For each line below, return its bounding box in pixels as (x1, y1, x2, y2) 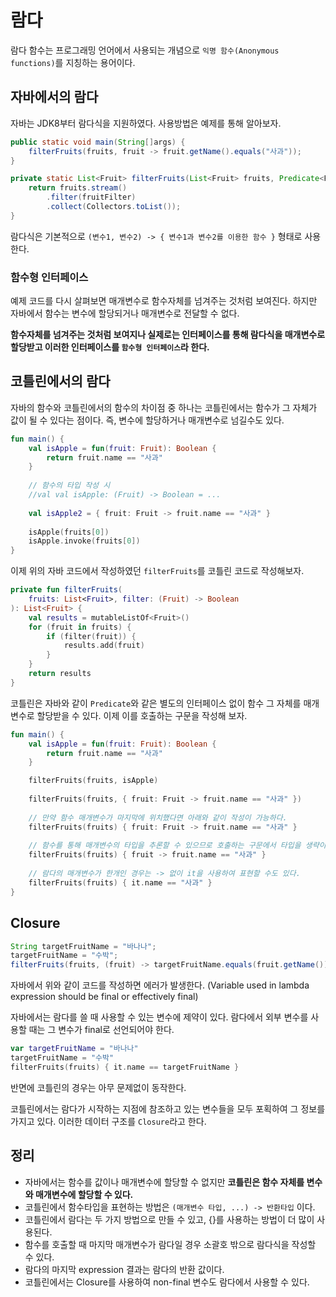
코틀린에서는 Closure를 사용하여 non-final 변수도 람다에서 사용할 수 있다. (24, 1276, 310, 1288)
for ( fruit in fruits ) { (28, 622, 132, 632)
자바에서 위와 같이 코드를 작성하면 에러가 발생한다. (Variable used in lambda (10, 979, 310, 991)
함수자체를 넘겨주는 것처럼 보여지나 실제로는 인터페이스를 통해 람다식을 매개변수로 (10, 329, 326, 341)
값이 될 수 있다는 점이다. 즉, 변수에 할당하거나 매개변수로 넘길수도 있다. (10, 414, 285, 426)
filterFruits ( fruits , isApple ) (28, 776, 159, 786)
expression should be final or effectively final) (10, 991, 199, 1003)
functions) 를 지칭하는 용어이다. (10, 56, 136, 68)
